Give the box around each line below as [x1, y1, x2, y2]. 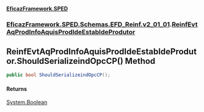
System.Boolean [6, 99, 48, 106]
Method [125, 55, 156, 66]
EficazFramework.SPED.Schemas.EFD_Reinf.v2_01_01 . [6, 20, 172, 29]
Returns [6, 85, 27, 93]
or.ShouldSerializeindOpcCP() [6, 55, 123, 66]
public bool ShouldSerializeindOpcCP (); [6, 72, 111, 79]
